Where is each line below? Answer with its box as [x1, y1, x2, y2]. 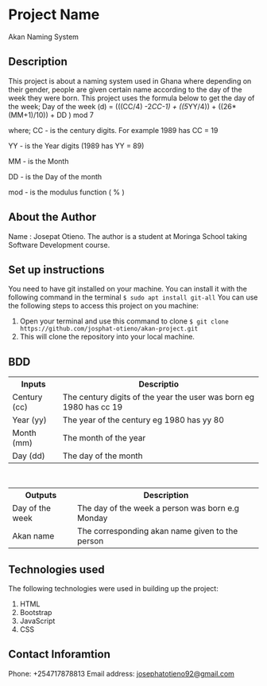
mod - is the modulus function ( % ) [8, 187, 125, 197]
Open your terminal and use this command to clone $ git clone [19, 316, 229, 326]
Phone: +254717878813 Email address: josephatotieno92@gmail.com [8, 668, 234, 678]
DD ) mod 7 [56, 110, 94, 120]
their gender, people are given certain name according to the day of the [8, 84, 242, 94]
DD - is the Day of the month [8, 171, 103, 181]
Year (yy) [12, 414, 47, 425]
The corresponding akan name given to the [76, 526, 238, 537]
